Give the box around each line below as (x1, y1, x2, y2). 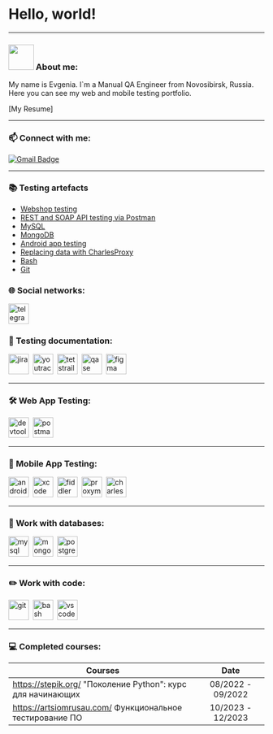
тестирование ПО (12, 712, 83, 723)
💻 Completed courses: (8, 641, 102, 652)
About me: (35, 61, 79, 72)
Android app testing (19, 238, 87, 248)
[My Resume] (8, 104, 54, 114)
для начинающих (12, 688, 80, 700)
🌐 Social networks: (8, 284, 85, 296)
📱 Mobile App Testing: (8, 458, 97, 469)
